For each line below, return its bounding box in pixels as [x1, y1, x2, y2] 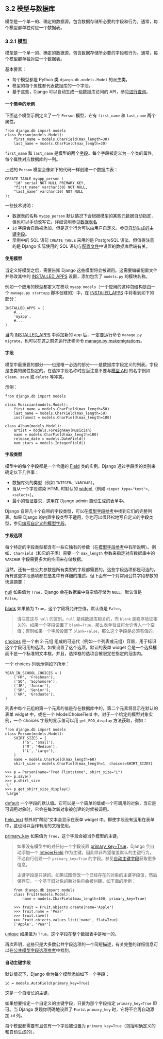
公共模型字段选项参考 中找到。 [14, 948, 73, 953]
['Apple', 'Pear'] [14, 922, 51, 927]
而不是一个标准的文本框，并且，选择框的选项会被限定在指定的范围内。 [5, 651, 146, 656]
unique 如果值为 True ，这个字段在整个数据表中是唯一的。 [5, 931, 119, 937]
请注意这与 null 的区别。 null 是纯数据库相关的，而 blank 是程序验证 [16, 616, 154, 622]
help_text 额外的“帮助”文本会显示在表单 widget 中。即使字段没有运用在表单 [5, 817, 155, 822]
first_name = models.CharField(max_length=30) [14, 137, 110, 142]
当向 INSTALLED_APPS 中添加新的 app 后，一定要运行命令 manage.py [5, 331, 142, 337]
